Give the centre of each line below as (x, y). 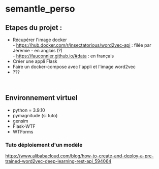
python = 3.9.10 (29, 110)
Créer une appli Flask (35, 61)
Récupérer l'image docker (40, 40)
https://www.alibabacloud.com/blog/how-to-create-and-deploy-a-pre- (80, 156)
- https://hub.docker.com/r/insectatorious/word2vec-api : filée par (82, 45)
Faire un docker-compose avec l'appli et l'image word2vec (74, 67)
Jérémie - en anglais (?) (37, 50)
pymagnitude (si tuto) (35, 115)
